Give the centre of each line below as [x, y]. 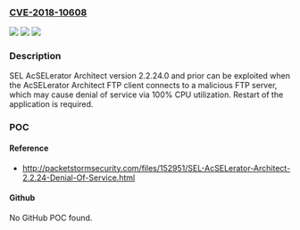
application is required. [51, 103]
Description [35, 56]
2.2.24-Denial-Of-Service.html [79, 177]
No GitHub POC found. [51, 218]
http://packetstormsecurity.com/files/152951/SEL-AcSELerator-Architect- [156, 168]
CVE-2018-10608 [48, 12]
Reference [29, 148]
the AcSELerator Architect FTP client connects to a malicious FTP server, [143, 85]
